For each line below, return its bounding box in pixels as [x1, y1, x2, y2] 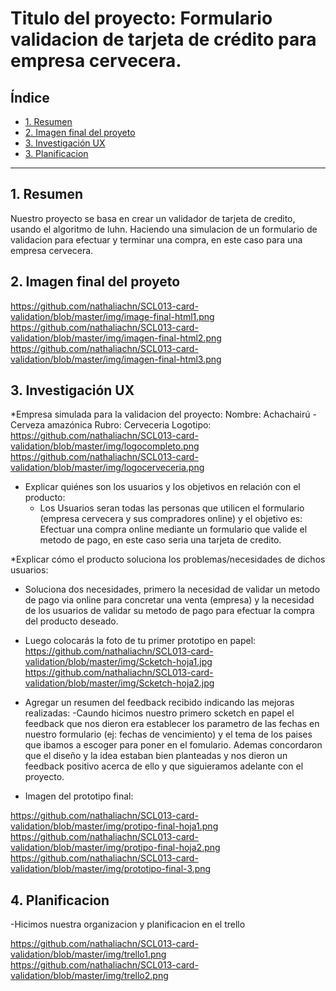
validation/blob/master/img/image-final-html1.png [10, 310, 215, 322]
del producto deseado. [24, 615, 119, 627]
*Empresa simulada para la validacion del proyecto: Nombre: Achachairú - [10, 408, 317, 421]
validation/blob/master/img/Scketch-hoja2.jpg [24, 677, 215, 689]
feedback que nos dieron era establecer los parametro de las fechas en [24, 718, 320, 730]
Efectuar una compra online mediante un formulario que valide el [39, 523, 308, 536]
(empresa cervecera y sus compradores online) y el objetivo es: [39, 513, 303, 525]
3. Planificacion [24, 148, 89, 159]
